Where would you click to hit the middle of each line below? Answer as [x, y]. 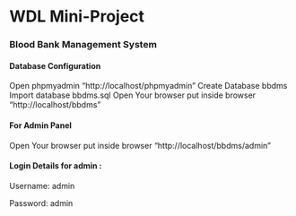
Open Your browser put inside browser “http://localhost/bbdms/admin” [140, 145]
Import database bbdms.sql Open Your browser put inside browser [133, 95]
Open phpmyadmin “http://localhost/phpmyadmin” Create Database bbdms [148, 86]
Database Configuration [55, 65]
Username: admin [42, 186]
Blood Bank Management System [83, 45]
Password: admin [41, 203]
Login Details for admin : [56, 166]
